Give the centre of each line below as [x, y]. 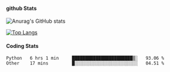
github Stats [21, 8]
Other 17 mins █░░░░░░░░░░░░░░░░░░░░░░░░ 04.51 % [85, 64]
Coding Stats [22, 46]
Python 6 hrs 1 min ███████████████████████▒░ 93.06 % [85, 59]
